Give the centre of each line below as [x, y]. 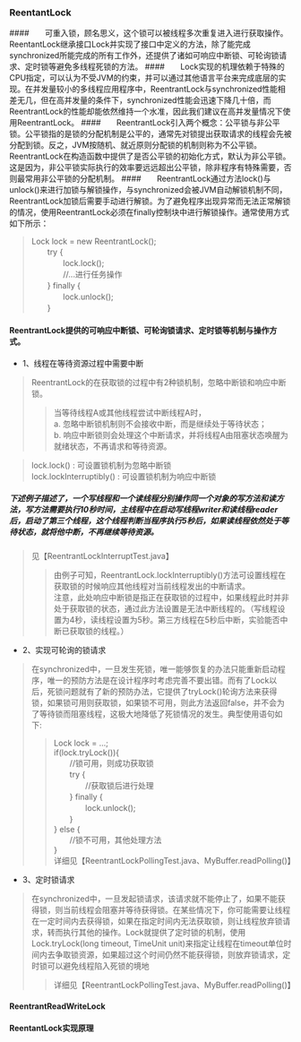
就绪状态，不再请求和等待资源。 [112, 446]
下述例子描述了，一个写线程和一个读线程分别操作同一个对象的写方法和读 [142, 498]
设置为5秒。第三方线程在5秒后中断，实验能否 [197, 620]
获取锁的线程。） [99, 631]
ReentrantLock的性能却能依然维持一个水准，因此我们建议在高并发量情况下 [146, 112]
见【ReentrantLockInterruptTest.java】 [102, 556]
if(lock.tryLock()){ [86, 753]
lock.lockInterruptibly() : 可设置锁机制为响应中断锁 [124, 476]
